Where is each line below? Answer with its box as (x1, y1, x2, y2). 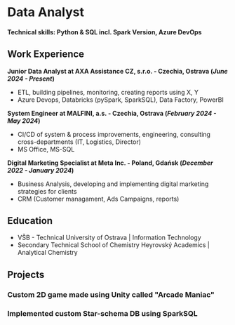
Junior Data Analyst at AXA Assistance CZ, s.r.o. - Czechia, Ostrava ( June (7, 67, 228, 75)
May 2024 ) (7, 117, 41, 125)
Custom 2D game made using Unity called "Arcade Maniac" (7, 289, 215, 299)
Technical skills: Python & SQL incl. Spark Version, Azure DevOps (7, 27, 202, 36)
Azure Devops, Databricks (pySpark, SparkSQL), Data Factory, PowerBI (17, 95, 224, 104)
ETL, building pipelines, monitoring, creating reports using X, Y (17, 88, 199, 96)
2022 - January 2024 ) (7, 166, 74, 174)
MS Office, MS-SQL (17, 145, 75, 153)
